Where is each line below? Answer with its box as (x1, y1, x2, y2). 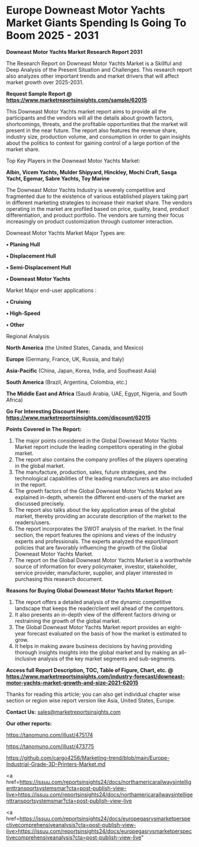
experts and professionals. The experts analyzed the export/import (14, 537, 178, 545)
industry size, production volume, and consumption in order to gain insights (6, 133, 191, 140)
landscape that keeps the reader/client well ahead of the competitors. (14, 605, 185, 612)
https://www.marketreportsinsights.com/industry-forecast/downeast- (6, 673, 185, 680)
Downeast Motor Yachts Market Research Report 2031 (6, 48, 143, 55)
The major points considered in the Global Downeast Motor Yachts (14, 437, 177, 444)
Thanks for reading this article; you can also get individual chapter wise (6, 691, 181, 698)
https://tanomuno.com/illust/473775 (6, 743, 94, 750)
